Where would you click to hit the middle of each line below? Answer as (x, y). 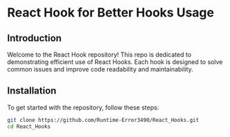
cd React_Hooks (29, 126)
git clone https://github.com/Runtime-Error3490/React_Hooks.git (103, 120)
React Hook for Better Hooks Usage (111, 13)
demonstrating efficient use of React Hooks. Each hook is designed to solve (115, 62)
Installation (32, 91)
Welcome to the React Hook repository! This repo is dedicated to (99, 54)
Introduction (35, 38)
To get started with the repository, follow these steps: (83, 107)
